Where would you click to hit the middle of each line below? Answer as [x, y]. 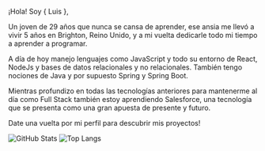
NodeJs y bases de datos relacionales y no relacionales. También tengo [125, 67]
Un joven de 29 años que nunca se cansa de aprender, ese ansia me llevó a [131, 26]
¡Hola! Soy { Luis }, [38, 11]
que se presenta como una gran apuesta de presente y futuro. [110, 108]
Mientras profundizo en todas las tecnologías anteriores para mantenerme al [133, 91]
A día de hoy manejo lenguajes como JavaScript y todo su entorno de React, [133, 59]
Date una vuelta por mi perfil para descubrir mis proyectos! [104, 123]
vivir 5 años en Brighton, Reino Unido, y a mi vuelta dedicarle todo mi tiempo [133, 35]
